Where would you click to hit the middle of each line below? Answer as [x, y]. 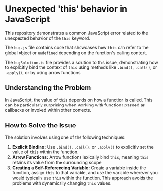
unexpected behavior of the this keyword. [48, 38]
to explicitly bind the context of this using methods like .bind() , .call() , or [81, 67]
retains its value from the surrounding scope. [57, 162]
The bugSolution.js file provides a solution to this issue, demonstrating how [81, 62]
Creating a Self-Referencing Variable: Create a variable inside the [79, 168]
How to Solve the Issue [41, 126]
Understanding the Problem [48, 88]
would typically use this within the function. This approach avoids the [82, 178]
